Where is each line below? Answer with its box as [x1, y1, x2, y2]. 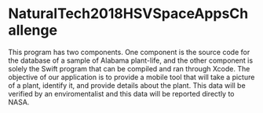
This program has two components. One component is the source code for [8, 47, 250, 56]
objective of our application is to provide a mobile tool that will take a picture [8, 72, 255, 82]
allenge [8, 21, 57, 39]
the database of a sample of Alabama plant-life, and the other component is [8, 56, 254, 65]
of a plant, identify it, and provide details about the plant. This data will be [8, 80, 246, 90]
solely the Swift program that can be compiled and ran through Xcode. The [8, 64, 250, 73]
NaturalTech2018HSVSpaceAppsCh [8, 5, 249, 23]
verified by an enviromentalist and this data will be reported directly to [8, 89, 235, 98]
